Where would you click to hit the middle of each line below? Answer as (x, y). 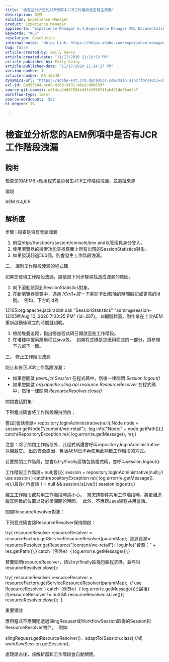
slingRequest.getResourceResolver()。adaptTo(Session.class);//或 (74, 638)
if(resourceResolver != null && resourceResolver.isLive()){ (65, 594)
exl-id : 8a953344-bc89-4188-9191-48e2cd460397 (55, 85)
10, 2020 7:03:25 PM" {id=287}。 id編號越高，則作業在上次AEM (97, 316)
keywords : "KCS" (22, 33)
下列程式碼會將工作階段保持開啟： (40, 412)
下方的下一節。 (28, 346)
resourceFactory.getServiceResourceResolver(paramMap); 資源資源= (78, 538)
